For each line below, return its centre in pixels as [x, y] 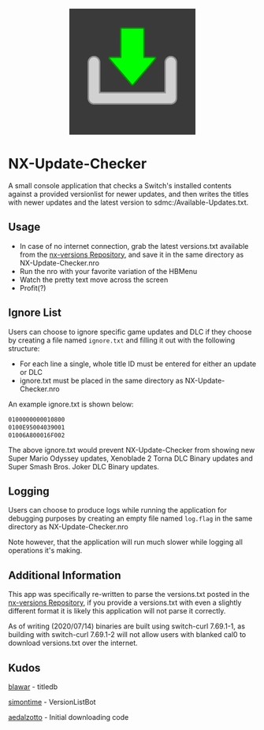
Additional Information [65, 575]
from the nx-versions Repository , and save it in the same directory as [132, 254]
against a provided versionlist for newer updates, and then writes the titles [128, 194]
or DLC [31, 372]
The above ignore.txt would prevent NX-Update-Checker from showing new [132, 450]
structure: [24, 348]
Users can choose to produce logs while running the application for [117, 510]
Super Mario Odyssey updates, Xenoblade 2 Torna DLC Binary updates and [131, 458]
